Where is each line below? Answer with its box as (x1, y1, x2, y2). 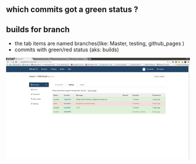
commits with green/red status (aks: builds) (14, 46, 120, 53)
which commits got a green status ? (6, 5, 138, 15)
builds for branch (6, 25, 70, 34)
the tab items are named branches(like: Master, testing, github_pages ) (14, 40, 185, 47)
